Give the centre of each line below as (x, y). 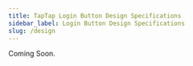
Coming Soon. (32, 54)
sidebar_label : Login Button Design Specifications (96, 23)
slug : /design (32, 31)
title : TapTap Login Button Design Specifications (95, 16)
